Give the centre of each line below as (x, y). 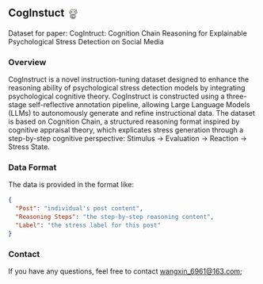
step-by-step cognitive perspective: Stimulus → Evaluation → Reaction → (128, 138)
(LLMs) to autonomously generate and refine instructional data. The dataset (132, 113)
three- (236, 96)
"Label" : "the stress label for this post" (88, 225)
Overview (27, 62)
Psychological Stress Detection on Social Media (86, 41)
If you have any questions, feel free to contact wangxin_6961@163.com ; (126, 271)
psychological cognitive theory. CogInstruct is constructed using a (116, 96)
